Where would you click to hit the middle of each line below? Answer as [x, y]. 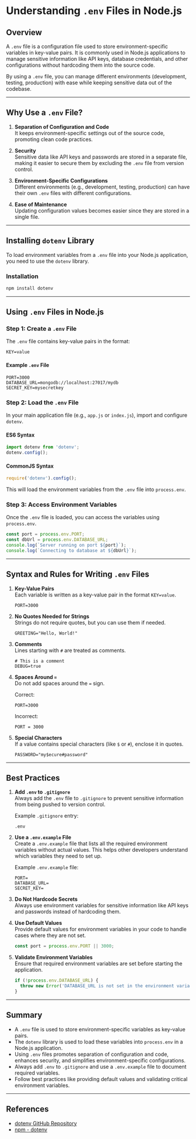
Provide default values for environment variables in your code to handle [100, 929]
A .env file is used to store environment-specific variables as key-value [100, 1029]
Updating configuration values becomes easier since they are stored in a [102, 210]
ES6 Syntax [20, 435]
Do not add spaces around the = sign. [60, 683]
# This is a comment [39, 661]
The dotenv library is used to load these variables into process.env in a [99, 1042]
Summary [24, 1015]
